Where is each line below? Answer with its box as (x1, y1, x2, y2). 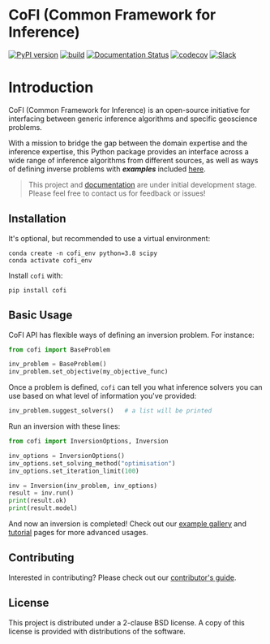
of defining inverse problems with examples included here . (8, 164, 206, 174)
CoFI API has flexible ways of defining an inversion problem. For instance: (8, 330, 255, 339)
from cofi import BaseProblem (8, 345, 111, 354)
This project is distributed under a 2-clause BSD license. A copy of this (8, 617, 245, 627)
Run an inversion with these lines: (8, 421, 121, 431)
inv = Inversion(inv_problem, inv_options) (8, 482, 158, 490)
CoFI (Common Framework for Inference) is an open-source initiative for (8, 105, 250, 115)
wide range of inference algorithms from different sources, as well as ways (8, 155, 259, 165)
